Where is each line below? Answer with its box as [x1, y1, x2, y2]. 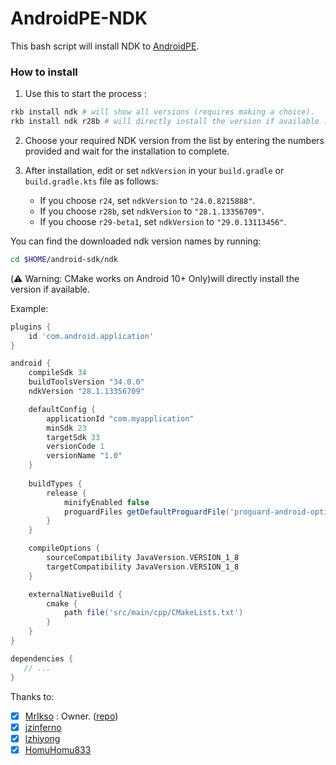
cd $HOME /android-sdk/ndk [10, 254, 118, 264]
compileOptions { [28, 543, 101, 554]
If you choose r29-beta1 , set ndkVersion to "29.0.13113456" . [39, 215, 287, 227]
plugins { [10, 322, 52, 332]
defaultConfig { [28, 404, 97, 414]
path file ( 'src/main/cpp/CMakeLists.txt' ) [63, 608, 244, 618]
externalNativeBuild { [28, 589, 123, 599]
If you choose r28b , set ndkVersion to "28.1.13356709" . [39, 205, 265, 217]
